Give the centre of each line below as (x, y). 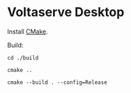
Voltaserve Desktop (66, 12)
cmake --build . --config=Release (57, 82)
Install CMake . (28, 31)
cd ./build (23, 58)
